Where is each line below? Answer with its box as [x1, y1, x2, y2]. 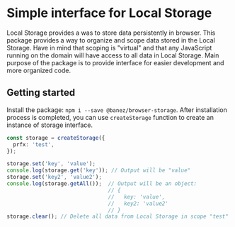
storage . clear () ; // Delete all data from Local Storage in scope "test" [6, 213, 229, 221]
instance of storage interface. [6, 121, 93, 129]
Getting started [6, 87, 76, 99]
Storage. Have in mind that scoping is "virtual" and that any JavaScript [6, 43, 212, 52]
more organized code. [6, 66, 71, 74]
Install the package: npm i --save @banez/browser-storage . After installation [6, 105, 228, 114]
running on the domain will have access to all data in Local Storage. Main [6, 51, 219, 60]
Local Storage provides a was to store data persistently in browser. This [6, 28, 216, 37]
